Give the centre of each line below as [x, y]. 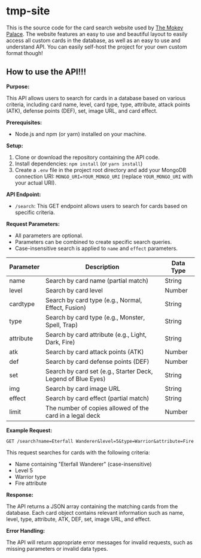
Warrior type [31, 476]
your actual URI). [36, 183]
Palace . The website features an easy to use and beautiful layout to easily [97, 34]
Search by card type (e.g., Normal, [94, 300]
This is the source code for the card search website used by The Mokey [95, 28]
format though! [25, 53]
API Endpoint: [24, 194]
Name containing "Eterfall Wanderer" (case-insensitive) [83, 464]
